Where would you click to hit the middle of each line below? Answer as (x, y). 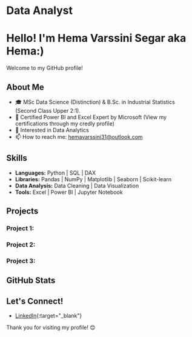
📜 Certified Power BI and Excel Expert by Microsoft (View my (91, 117)
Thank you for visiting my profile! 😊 (51, 327)
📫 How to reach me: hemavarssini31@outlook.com (79, 136)
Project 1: (20, 229)
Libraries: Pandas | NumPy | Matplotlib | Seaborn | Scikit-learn (93, 179)
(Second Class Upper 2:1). (48, 110)
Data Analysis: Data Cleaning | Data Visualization (77, 185)
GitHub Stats (31, 280)
